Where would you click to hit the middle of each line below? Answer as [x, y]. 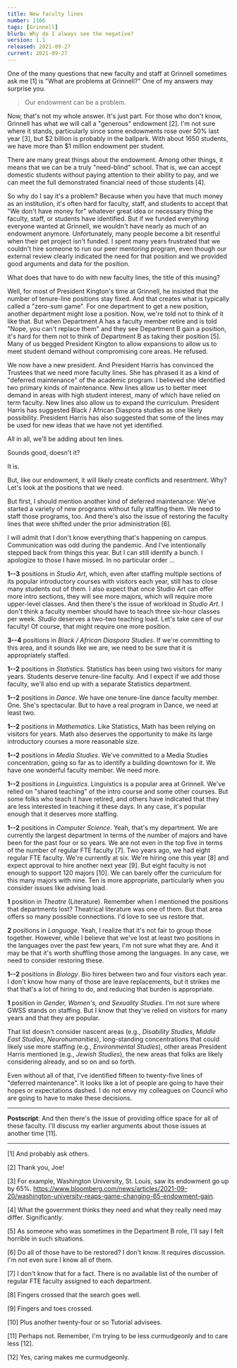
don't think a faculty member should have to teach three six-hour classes [114, 611]
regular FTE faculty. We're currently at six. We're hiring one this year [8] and [118, 858]
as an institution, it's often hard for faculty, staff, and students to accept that [117, 203]
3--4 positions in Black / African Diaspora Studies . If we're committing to [114, 640]
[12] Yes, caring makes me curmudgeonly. [68, 1357]
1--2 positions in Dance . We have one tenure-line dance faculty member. [113, 697]
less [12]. [20, 1343]
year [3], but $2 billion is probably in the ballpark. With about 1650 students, [118, 138]
